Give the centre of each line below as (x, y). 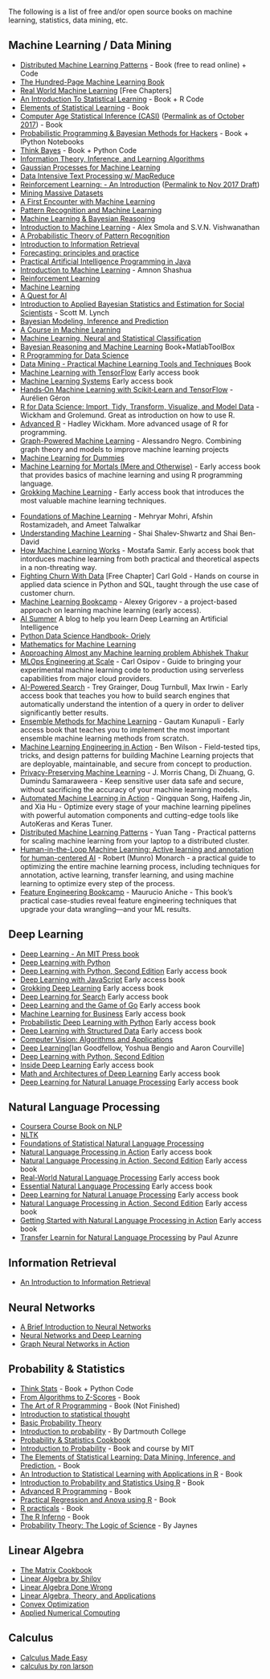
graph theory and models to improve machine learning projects (124, 449)
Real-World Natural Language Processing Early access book (120, 1178)
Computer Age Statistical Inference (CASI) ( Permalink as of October (132, 116)
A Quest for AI (43, 295)
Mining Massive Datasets (61, 193)
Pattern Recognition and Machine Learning (91, 210)
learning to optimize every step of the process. (97, 883)
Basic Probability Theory (61, 1422)
